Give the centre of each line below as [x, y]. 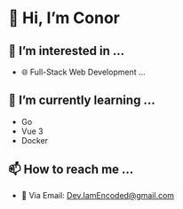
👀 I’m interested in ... [67, 51]
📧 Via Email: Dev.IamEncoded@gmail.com [98, 195]
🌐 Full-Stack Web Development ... [83, 72]
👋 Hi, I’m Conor [64, 18]
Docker [35, 140]
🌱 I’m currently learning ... [82, 101]
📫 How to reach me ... [71, 170]
